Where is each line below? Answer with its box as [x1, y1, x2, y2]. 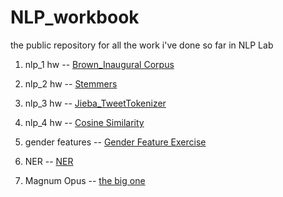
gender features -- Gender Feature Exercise [24, 136, 207, 148]
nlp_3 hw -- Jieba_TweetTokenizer [24, 97, 167, 109]
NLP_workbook [10, 6, 140, 29]
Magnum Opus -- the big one [24, 174, 146, 186]
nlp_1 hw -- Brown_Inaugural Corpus [24, 58, 175, 70]
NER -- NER [24, 155, 74, 167]
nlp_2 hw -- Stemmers [24, 77, 118, 90]
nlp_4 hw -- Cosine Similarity [24, 116, 145, 128]
